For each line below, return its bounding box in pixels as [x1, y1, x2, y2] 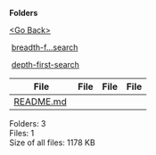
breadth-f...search [11, 42, 78, 53]
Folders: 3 [9, 118, 46, 128]
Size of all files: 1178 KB [9, 137, 95, 148]
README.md [13, 95, 67, 108]
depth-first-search [11, 60, 80, 69]
